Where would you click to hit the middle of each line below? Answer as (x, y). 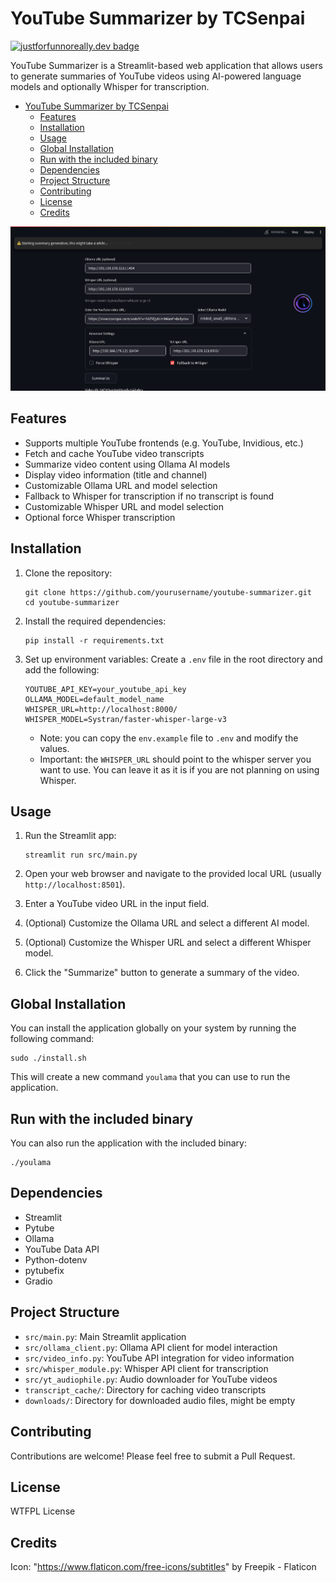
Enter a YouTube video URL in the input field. (117, 904)
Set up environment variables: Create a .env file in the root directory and (173, 659)
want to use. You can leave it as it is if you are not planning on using (179, 769)
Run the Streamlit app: (70, 836)
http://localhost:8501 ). (75, 884)
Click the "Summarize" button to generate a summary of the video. (162, 973)
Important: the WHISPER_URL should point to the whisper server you (175, 759)
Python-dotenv (56, 1259)
